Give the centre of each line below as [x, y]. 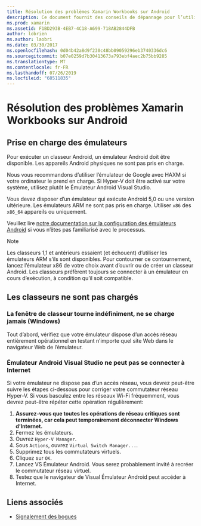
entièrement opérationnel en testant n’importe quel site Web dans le [90, 340]
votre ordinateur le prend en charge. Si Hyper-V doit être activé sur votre [96, 181]
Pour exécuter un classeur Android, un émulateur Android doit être [89, 157]
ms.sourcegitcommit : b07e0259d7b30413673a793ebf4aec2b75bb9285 [87, 56]
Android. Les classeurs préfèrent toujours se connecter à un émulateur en [98, 272]
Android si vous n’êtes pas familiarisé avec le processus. [76, 230]
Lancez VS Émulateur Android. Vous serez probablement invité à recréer [104, 465]
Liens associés [35, 502]
